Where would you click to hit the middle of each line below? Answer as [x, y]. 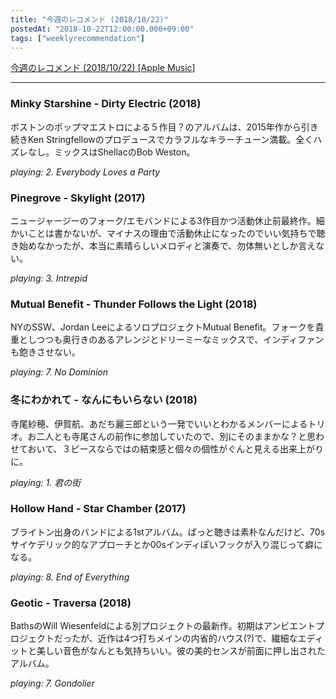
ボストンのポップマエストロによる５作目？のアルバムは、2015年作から [156, 127]
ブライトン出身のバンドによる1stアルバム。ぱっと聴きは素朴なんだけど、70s [168, 532]
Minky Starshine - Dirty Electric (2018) [106, 104]
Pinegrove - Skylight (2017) [78, 198]
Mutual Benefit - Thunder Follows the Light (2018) [134, 304]
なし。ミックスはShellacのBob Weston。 [111, 152]
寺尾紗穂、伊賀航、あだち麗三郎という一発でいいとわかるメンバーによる [159, 423]
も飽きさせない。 [45, 352]
